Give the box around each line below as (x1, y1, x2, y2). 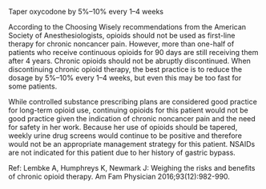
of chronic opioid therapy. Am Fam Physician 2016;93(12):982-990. (8, 171, 231, 181)
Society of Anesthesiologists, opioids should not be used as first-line (8, 31, 236, 40)
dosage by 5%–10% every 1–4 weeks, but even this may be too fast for (8, 73, 242, 82)
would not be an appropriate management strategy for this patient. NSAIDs (8, 140, 256, 148)
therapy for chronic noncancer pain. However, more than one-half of (8, 39, 235, 49)
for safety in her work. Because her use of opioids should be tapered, (8, 123, 238, 132)
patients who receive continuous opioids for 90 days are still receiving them (8, 48, 259, 57)
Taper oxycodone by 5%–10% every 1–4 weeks (8, 7, 164, 16)
